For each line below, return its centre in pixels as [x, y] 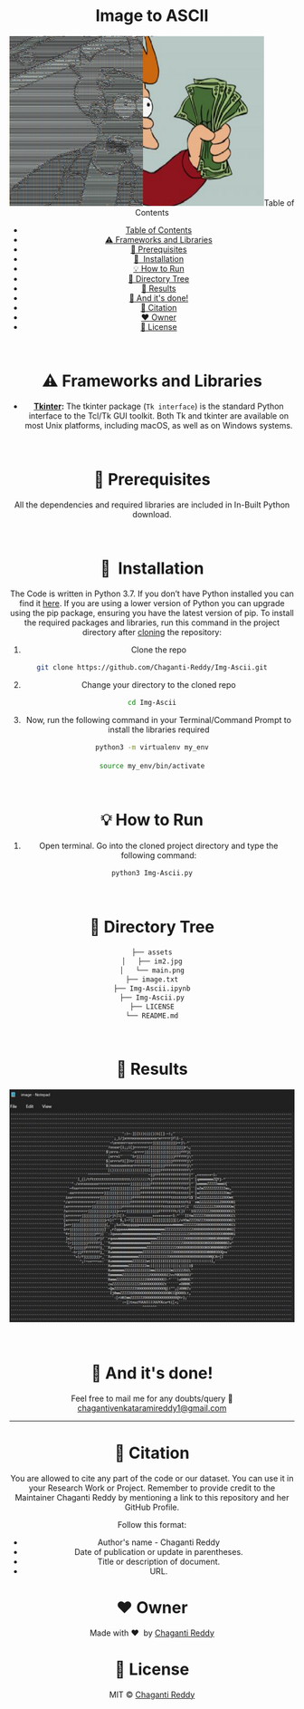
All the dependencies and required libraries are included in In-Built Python [152, 505]
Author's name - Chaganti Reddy [158, 1542]
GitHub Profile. [152, 1507]
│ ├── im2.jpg [152, 961]
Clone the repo [159, 650]
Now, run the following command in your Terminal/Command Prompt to [159, 719]
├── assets [152, 952]
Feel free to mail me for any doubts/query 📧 [152, 1398]
